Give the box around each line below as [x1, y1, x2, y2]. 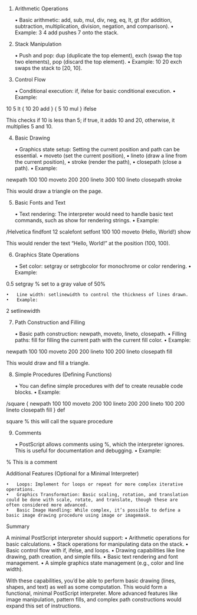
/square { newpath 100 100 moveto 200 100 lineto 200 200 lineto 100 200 [6, 400, 185, 407]
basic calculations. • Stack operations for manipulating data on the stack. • [6, 540, 189, 548]
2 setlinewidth [6, 307, 41, 314]
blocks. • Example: [14, 389, 61, 396]
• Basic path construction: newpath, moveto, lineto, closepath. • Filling [14, 331, 187, 337]
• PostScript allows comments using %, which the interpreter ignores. [14, 441, 185, 448]
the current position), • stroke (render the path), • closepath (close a [14, 158, 182, 165]
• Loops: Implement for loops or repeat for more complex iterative [6, 481, 183, 487]
